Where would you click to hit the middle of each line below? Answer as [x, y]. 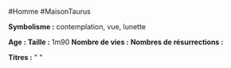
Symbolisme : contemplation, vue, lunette [77, 26]
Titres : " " [25, 57]
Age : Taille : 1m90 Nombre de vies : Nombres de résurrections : [116, 42]
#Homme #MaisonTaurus [50, 11]
